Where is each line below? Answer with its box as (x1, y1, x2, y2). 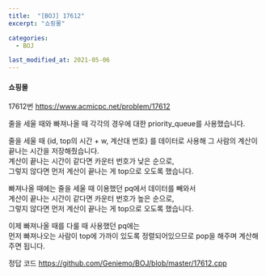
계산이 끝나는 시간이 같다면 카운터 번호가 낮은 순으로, (8, 156, 175, 166)
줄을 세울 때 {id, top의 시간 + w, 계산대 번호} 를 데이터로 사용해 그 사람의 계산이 (8, 136, 258, 146)
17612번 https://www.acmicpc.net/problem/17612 (8, 102, 171, 112)
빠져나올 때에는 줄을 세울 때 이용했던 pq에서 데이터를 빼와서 (8, 184, 196, 193)
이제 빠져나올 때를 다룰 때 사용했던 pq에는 (8, 221, 140, 231)
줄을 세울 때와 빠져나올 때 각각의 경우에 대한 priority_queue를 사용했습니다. (8, 119, 246, 129)
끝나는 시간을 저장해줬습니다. (8, 146, 99, 156)
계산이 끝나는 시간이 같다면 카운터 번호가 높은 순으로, (8, 193, 175, 203)
